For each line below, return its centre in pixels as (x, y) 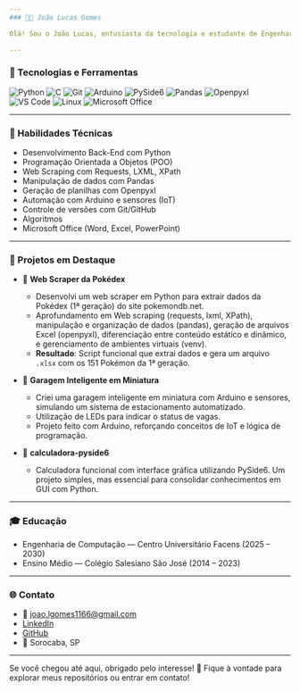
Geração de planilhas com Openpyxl (89, 191)
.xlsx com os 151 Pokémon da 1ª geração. (112, 363)
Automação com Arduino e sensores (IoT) (99, 200)
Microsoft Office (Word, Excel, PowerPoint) (101, 229)
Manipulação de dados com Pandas (88, 181)
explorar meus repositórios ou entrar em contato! (100, 677)
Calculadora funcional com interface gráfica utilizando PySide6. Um (160, 471)
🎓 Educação (38, 521)
